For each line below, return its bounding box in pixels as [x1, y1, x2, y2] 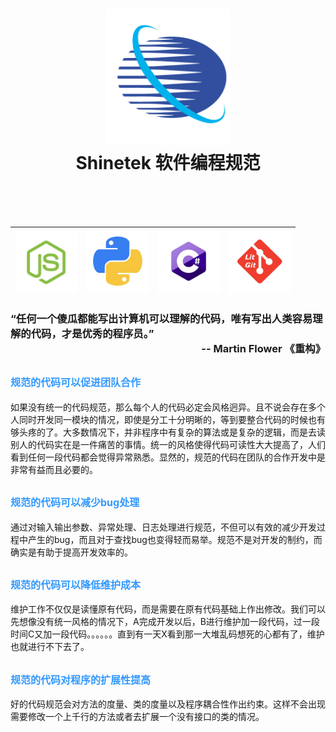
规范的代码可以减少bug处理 [10, 496, 140, 510]
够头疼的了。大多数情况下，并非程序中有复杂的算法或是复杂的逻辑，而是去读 [10, 426, 326, 438]
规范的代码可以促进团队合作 [10, 376, 142, 390]
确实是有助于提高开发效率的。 [10, 546, 133, 558]
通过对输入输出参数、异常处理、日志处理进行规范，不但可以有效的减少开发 [10, 521, 317, 533]
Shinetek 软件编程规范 [75, 152, 261, 175]
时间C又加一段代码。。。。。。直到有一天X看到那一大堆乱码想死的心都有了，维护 [10, 628, 325, 640]
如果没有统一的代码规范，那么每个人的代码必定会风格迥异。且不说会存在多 [10, 401, 317, 413]
